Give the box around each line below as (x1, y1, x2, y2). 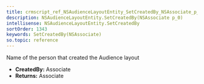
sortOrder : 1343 (6, 26, 47, 32)
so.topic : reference (6, 37, 59, 43)
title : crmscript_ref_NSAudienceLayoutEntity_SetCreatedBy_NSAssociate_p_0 (6, 9, 202, 15)
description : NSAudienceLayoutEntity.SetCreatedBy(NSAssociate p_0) (6, 15, 183, 21)
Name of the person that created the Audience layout (6, 54, 140, 61)
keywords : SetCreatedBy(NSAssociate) (6, 32, 102, 38)
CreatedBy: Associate (15, 66, 71, 73)
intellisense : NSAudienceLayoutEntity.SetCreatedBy (6, 20, 140, 26)
